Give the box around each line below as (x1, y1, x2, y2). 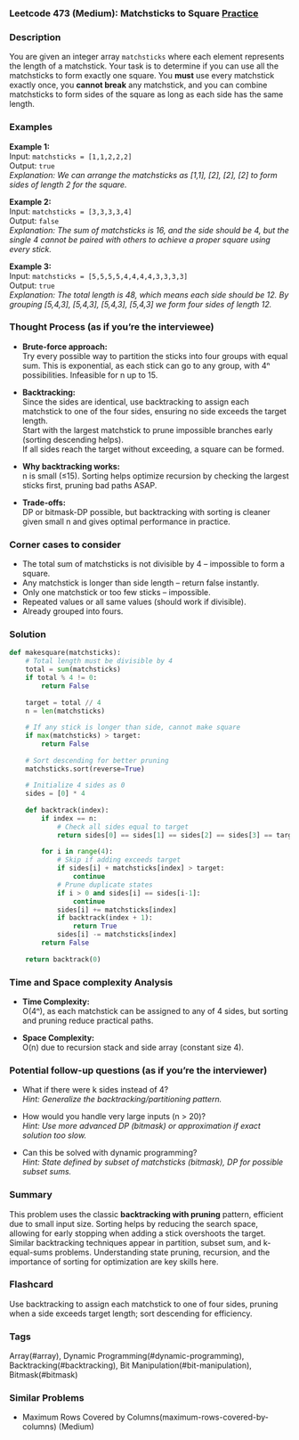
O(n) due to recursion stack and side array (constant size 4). (21, 1042, 245, 1052)
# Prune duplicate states (56, 880, 153, 889)
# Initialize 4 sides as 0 (25, 781, 125, 790)
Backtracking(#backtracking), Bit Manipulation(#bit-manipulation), (9, 1360, 252, 1370)
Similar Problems (9, 1392, 85, 1404)
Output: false (9, 215, 60, 225)
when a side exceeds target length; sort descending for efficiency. (9, 1308, 253, 1319)
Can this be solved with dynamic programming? (21, 1148, 198, 1158)
